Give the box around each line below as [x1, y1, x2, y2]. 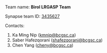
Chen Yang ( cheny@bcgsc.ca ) [12, 42, 74, 48]
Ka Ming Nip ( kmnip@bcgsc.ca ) [12, 32, 76, 38]
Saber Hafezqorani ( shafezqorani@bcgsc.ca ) [12, 37, 103, 43]
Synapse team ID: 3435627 [5, 13, 60, 19]
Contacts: [5, 23, 25, 28]
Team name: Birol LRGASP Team [5, 4, 71, 10]
